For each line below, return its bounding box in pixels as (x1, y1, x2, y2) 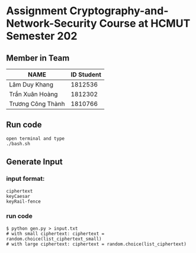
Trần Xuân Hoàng (9, 90, 58, 98)
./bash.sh (6, 140, 31, 146)
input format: (6, 175, 45, 183)
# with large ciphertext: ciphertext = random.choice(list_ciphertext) (6, 241, 187, 247)
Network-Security (6, 17, 97, 30)
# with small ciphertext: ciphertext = (6, 230, 105, 236)
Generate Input (6, 157, 63, 167)
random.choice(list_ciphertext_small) (6, 236, 102, 242)
